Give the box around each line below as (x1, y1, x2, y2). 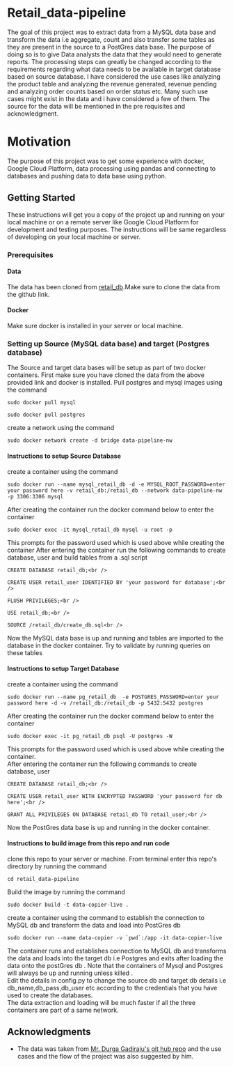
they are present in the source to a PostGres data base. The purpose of (7, 43, 211, 51)
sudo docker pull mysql (7, 399, 77, 406)
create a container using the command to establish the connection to (7, 913, 205, 921)
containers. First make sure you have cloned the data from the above (7, 371, 205, 379)
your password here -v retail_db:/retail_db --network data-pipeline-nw (7, 486, 223, 494)
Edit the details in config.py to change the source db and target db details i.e (7, 976, 227, 984)
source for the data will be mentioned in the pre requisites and (7, 102, 186, 110)
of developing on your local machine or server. (7, 232, 141, 241)
